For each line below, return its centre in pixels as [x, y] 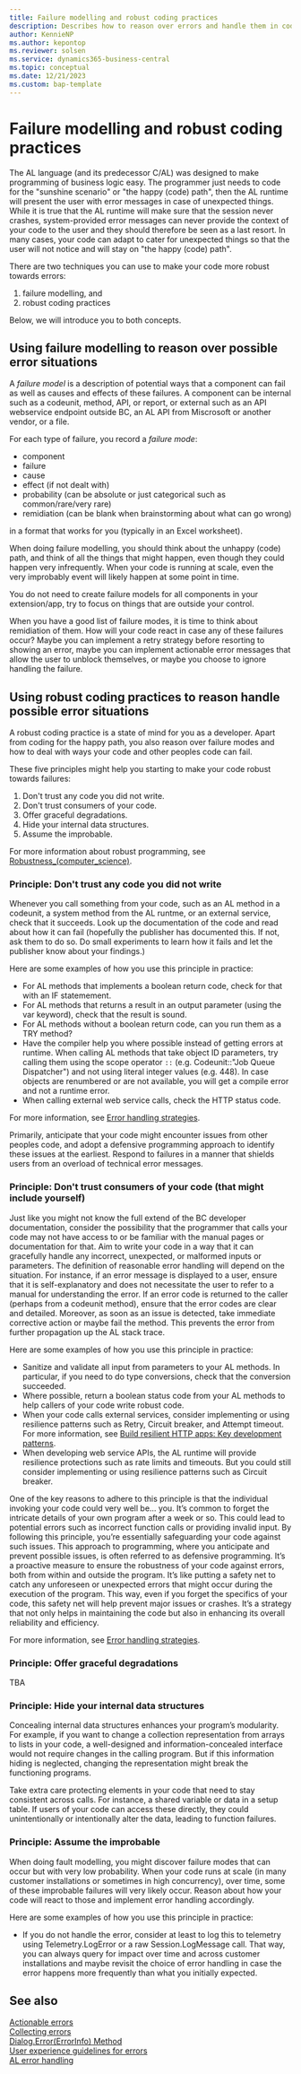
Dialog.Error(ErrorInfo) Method [66, 2042]
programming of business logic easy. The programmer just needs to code [145, 182]
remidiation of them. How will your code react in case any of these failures [146, 631]
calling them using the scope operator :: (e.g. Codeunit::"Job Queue [149, 1063]
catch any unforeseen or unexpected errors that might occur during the [141, 1584]
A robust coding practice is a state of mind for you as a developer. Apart [142, 733]
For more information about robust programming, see [107, 852]
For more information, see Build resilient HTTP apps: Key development [152, 1433]
